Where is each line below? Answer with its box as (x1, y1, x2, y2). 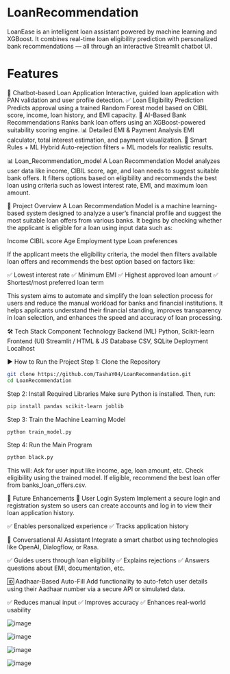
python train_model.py (7, 428, 72, 436)
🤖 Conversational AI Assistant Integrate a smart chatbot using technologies (7, 536, 218, 544)
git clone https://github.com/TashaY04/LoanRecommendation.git (7, 371, 192, 377)
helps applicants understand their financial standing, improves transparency (7, 306, 222, 314)
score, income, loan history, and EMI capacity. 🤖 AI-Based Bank (7, 111, 187, 119)
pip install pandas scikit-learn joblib (7, 403, 125, 410)
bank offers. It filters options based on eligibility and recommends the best (7, 173, 218, 182)
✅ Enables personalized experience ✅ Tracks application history (7, 522, 190, 530)
